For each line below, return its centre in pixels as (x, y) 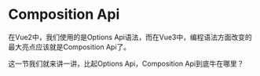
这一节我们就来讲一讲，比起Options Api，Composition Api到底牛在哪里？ (126, 63)
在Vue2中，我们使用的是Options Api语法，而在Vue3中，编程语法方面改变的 (130, 37)
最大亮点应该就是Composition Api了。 (70, 47)
